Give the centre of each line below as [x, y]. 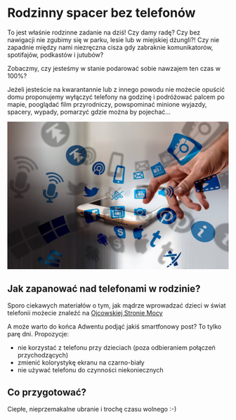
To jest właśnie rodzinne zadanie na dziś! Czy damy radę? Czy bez [104, 32]
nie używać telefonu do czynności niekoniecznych [90, 370]
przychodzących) [43, 355]
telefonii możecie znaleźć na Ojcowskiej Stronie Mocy [85, 313]
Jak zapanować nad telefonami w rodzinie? [104, 289]
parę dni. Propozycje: [38, 334]
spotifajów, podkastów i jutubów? [55, 55]
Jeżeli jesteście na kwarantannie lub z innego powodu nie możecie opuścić [116, 89]
